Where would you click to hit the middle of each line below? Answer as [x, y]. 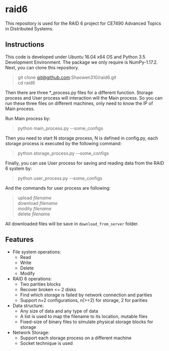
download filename [38, 203]
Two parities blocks [40, 284]
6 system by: [19, 168]
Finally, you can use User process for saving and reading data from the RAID [85, 163]
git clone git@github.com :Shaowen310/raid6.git [67, 77]
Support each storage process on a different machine [76, 338]
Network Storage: [31, 332]
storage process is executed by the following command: [64, 143]
